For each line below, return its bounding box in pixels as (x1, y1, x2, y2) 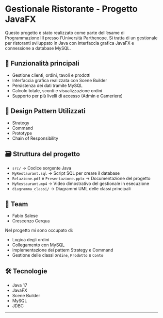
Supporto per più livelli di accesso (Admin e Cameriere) (12, 93, 123, 99)
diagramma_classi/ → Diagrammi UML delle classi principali (12, 186, 131, 192)
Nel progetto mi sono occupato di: (5, 227, 74, 234)
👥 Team (5, 200, 28, 208)
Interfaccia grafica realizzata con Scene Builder (12, 77, 108, 83)
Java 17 (12, 283, 28, 288)
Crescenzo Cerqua (12, 218, 50, 224)
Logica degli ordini (12, 237, 49, 243)
